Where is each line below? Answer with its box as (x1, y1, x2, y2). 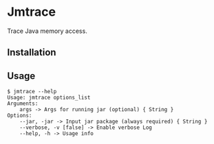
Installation (7, 47, 56, 58)
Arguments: (7, 100, 39, 107)
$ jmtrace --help (7, 88, 57, 95)
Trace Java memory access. (7, 27, 87, 35)
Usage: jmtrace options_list (7, 94, 91, 101)
